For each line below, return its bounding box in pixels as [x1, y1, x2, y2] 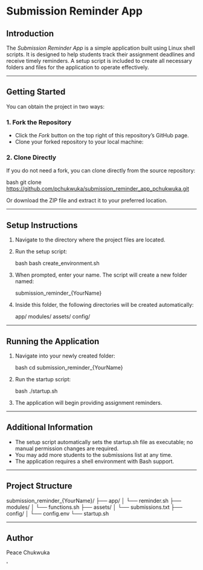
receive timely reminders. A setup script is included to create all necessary [6, 57, 192, 64]
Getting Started [6, 87, 66, 97]
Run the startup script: [14, 376, 71, 383]
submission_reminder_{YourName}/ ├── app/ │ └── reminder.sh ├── [6, 497, 182, 504]
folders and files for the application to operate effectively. [6, 64, 149, 71]
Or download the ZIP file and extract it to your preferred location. [6, 197, 168, 204]
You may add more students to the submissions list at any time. [14, 451, 173, 458]
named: [14, 278, 34, 285]
